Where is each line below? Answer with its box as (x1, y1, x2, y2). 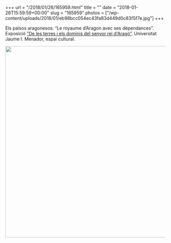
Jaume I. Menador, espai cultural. (5, 36, 75, 42)
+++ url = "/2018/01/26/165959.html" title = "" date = (5, 5, 116, 10)
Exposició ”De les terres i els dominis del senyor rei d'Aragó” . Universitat (5, 31, 157, 36)
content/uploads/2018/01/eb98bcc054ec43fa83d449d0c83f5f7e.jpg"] (5, 15, 154, 21)
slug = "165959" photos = (50, 10, 104, 16)
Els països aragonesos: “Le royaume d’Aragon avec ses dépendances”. (5, 25, 154, 31)
